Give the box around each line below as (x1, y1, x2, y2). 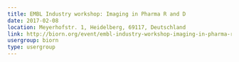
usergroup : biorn (7, 37, 59, 44)
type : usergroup (7, 43, 55, 51)
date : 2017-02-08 (7, 17, 59, 24)
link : (7, 30, 23, 38)
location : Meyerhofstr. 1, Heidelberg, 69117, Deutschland (7, 24, 186, 31)
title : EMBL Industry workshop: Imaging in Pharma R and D (7, 10, 186, 18)
